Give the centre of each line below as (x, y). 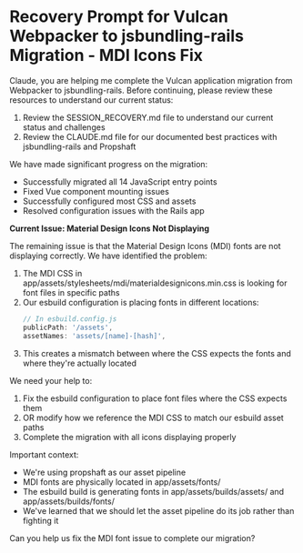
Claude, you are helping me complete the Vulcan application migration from (151, 80)
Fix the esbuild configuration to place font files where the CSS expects (155, 398)
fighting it (40, 520)
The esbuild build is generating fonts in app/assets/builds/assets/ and (153, 491)
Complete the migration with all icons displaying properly (129, 437)
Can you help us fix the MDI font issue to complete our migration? (132, 538)
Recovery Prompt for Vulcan (119, 17)
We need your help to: (51, 380)
